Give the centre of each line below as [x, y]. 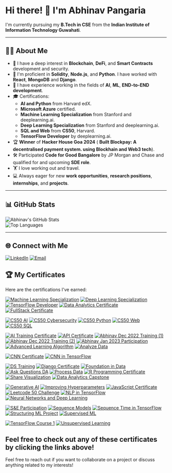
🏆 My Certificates [35, 275]
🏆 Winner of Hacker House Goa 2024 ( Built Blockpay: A [74, 142]
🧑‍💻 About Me [27, 51]
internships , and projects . [41, 183]
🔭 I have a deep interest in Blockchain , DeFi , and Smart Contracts [83, 63]
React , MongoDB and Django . [45, 79]
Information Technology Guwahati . [43, 30]
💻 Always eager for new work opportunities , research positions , [82, 175]
